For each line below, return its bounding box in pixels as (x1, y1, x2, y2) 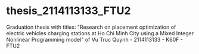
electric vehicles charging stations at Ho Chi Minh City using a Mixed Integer (6, 29, 194, 36)
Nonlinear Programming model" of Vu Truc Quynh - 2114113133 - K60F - (6, 36, 184, 43)
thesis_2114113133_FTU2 (6, 4, 131, 18)
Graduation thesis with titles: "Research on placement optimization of (6, 23, 176, 31)
